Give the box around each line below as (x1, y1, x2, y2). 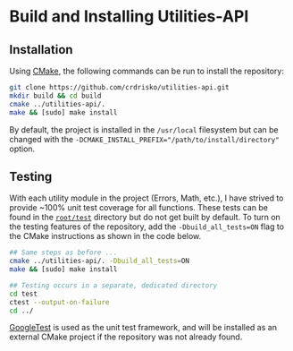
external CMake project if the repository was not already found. (9, 331, 243, 342)
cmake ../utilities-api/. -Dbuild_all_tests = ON (9, 257, 190, 266)
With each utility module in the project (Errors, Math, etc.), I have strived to (9, 193, 284, 203)
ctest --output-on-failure (9, 297, 110, 306)
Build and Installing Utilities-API (9, 6, 249, 27)
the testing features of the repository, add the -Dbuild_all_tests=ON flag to (9, 221, 284, 232)
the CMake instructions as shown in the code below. (9, 231, 202, 242)
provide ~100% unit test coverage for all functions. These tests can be (9, 202, 268, 213)
